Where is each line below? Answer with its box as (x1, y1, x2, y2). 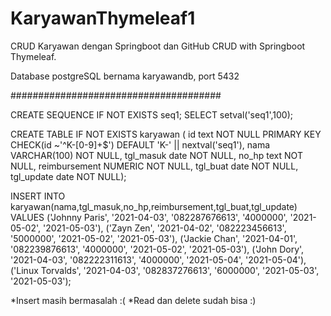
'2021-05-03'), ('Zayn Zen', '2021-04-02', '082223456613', (42, 222, 287, 234)
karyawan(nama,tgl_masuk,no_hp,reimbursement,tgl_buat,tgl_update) (10, 200, 298, 212)
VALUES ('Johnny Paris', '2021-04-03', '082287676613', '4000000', (10, 211, 288, 223)
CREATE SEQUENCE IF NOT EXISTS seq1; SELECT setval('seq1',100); (10, 108, 293, 121)
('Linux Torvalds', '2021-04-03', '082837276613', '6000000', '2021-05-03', (10, 264, 320, 276)
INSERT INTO (10, 190, 66, 202)
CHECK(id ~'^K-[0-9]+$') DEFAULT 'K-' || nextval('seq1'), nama (10, 138, 271, 151)
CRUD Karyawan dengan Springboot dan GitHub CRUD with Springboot (10, 40, 306, 52)
